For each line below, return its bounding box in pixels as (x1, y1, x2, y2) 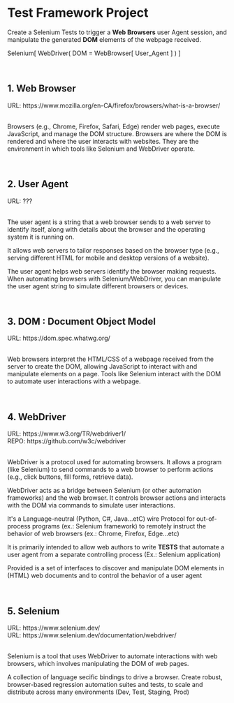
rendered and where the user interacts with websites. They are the (7, 137, 199, 145)
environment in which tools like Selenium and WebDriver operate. (7, 145, 196, 153)
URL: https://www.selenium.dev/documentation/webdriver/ (7, 631, 177, 639)
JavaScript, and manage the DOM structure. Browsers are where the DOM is (7, 129, 227, 138)
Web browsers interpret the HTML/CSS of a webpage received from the (7, 355, 214, 364)
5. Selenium (7, 605, 60, 617)
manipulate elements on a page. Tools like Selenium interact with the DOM (7, 370, 221, 378)
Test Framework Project (7, 5, 149, 21)
